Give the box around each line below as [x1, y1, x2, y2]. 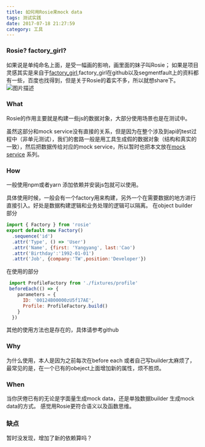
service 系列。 [6, 150, 43, 158]
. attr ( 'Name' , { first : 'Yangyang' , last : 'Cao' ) [12, 244, 136, 251]
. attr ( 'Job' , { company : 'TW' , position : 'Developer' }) [12, 256, 147, 262]
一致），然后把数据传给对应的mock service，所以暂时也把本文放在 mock [6, 142, 186, 150]
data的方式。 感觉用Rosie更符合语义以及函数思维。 [6, 402, 135, 410]
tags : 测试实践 [6, 15, 42, 21]
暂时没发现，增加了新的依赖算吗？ [6, 434, 92, 442]
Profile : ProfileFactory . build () [22, 303, 108, 309]
